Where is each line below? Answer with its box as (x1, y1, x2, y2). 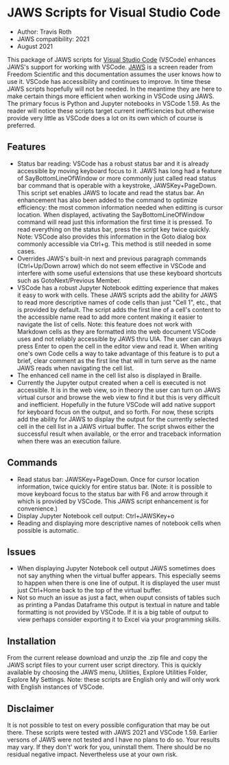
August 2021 (16, 42, 53, 50)
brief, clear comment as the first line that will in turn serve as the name (16, 356, 217, 365)
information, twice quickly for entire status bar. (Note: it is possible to (16, 483, 213, 491)
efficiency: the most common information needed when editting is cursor (16, 203, 224, 211)
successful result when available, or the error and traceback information (16, 430, 221, 438)
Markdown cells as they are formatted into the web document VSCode (16, 327, 216, 335)
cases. (16, 247, 36, 255)
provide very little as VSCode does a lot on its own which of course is (7, 113, 204, 122)
